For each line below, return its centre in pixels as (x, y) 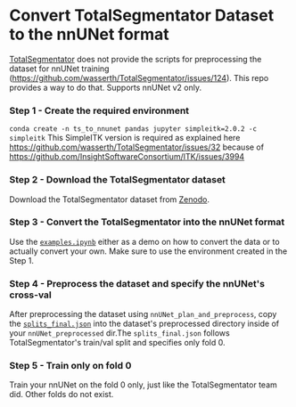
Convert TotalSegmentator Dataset (142, 16)
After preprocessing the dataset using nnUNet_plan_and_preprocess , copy (143, 314)
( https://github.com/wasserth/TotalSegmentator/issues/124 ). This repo (139, 77)
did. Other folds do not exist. (62, 395)
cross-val (30, 295)
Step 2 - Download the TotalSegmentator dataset (117, 180)
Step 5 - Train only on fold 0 (70, 366)
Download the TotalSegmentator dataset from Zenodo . (109, 199)
